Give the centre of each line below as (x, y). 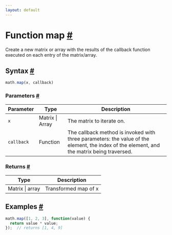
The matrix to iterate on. (96, 121)
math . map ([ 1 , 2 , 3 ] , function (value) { (48, 218)
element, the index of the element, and (114, 145)
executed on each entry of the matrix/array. (51, 55)
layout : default (23, 10)
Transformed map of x (72, 189)
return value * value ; (34, 223)
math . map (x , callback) (29, 83)
